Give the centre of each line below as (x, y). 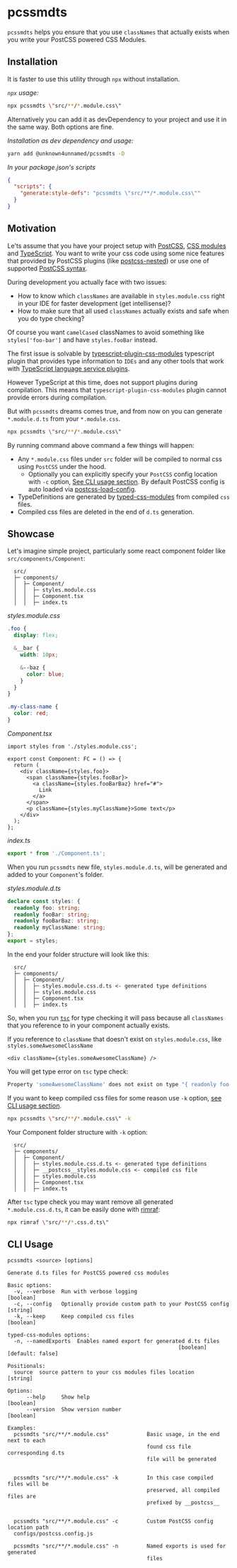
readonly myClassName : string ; (60, 928)
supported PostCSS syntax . (47, 268)
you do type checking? (51, 318)
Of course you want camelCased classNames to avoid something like (106, 332)
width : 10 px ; (39, 655)
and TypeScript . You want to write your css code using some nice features (116, 253)
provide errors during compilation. (57, 397)
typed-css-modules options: (49, 1335)
